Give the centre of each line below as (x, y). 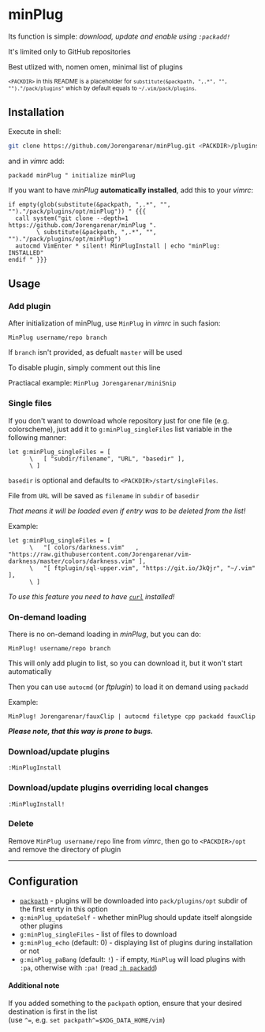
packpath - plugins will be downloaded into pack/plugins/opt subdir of (133, 900)
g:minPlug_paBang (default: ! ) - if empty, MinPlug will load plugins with (132, 959)
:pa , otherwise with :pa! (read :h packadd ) (88, 967)
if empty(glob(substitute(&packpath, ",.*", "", (90, 204)
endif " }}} (28, 259)
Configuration (43, 882)
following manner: (37, 437)
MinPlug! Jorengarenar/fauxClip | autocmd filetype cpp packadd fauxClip (132, 716)
